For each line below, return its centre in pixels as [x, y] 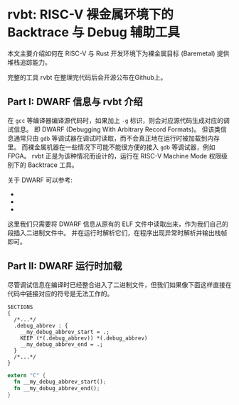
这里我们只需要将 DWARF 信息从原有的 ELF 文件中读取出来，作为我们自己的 [118, 224]
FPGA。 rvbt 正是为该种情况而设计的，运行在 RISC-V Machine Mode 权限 [115, 156]
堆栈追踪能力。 [29, 62]
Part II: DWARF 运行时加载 [65, 266]
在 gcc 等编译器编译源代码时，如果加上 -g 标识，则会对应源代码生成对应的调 [118, 120]
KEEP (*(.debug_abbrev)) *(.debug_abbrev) [84, 338]
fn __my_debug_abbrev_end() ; [57, 389]
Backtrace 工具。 [53, 165]
